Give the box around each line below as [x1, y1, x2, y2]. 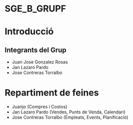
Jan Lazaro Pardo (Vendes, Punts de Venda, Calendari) [11, 109, 125, 115]
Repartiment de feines [4, 87, 99, 98]
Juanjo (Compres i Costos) [11, 103, 67, 110]
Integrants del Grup [4, 45, 67, 54]
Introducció [4, 26, 54, 37]
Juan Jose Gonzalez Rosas [11, 59, 68, 65]
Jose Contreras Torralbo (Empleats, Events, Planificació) [11, 114, 128, 120]
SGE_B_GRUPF [4, 3, 66, 14]
